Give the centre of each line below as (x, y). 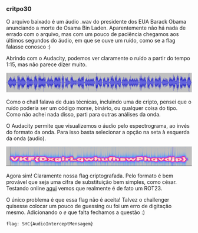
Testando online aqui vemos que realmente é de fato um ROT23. (84, 189)
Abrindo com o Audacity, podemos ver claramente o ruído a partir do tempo (98, 59)
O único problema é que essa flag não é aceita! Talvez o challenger (88, 200)
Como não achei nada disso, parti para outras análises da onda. (83, 115)
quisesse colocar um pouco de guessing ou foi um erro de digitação (89, 206)
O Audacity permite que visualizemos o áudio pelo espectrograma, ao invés (98, 126)
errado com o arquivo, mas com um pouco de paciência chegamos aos (93, 34)
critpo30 (19, 9)
